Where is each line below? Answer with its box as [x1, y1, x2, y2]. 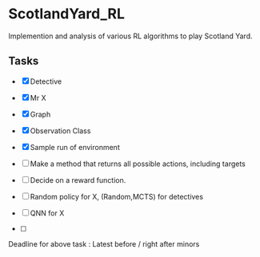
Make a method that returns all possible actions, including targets [30, 159, 246, 168]
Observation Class [30, 125, 91, 136]
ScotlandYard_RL [8, 5, 126, 23]
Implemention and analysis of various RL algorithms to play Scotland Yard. [8, 31, 254, 41]
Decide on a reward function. [30, 175, 126, 184]
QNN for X [30, 208, 65, 218]
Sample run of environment [30, 142, 120, 152]
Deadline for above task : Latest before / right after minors [8, 239, 200, 248]
